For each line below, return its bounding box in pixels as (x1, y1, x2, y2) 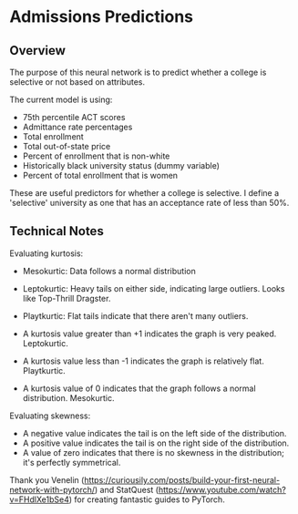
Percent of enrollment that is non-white (22, 150, 170, 161)
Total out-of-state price (22, 141, 111, 151)
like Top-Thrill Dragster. (22, 293, 111, 303)
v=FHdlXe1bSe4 (9, 494, 70, 505)
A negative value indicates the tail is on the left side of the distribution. (22, 427, 287, 438)
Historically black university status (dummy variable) (22, 160, 221, 170)
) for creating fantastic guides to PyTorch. (68, 494, 225, 505)
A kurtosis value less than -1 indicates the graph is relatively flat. (22, 355, 264, 366)
